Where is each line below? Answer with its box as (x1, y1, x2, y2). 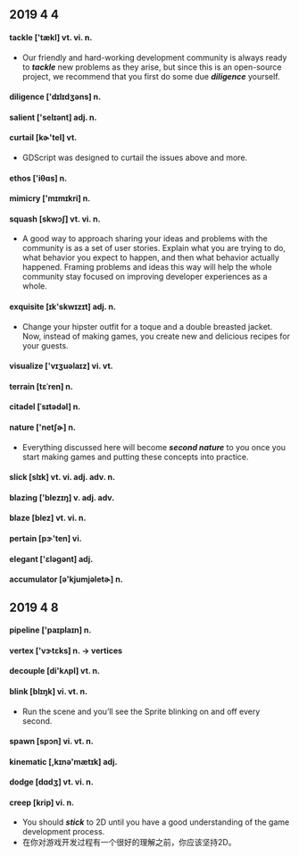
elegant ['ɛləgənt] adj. (9, 553, 94, 564)
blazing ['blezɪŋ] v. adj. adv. (9, 491, 115, 503)
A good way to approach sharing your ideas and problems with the (21, 233, 268, 244)
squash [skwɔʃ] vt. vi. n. (9, 214, 101, 224)
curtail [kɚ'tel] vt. (9, 132, 78, 143)
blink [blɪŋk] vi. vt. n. (9, 685, 87, 696)
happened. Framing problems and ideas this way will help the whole (21, 262, 272, 273)
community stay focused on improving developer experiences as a (21, 272, 268, 282)
